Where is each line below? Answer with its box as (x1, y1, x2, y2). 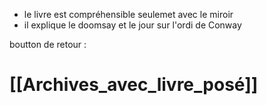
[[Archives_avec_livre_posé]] (9, 74, 259, 96)
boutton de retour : (9, 39, 87, 50)
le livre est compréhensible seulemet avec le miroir (23, 9, 234, 20)
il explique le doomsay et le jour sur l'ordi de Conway (23, 19, 242, 31)
